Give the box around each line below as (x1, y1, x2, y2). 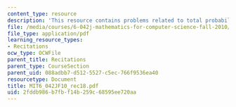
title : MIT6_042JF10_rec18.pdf (7, 82, 99, 89)
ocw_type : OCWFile (7, 50, 61, 57)
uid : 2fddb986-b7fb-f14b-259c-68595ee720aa (7, 89, 137, 96)
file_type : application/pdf (7, 30, 90, 37)
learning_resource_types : (7, 37, 83, 44)
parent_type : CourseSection (7, 63, 90, 70)
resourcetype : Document (7, 75, 77, 83)
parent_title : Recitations (7, 56, 86, 63)
